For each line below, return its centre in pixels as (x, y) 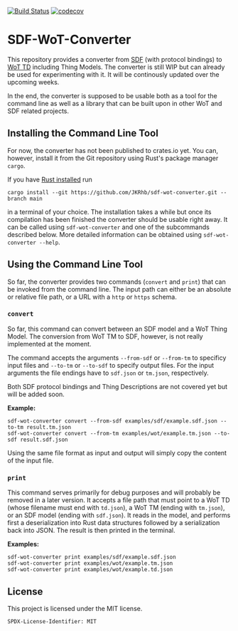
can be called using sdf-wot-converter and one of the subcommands (108, 227)
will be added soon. (36, 394)
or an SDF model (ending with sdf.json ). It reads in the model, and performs (119, 515)
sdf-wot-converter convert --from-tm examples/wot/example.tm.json (109, 433)
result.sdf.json (44, 440)
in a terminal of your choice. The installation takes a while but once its (109, 212)
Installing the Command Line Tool (83, 133)
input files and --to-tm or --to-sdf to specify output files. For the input (111, 365)
